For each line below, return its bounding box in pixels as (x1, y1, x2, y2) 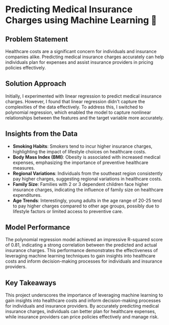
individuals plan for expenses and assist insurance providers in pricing (5, 59, 154, 65)
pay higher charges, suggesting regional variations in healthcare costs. (12, 175, 162, 182)
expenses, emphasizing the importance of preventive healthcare (12, 159, 149, 166)
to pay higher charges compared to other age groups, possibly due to (12, 203, 159, 209)
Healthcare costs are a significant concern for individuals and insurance (5, 49, 157, 54)
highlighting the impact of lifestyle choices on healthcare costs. (12, 148, 147, 154)
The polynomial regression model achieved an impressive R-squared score (5, 237, 163, 243)
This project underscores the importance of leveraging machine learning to (5, 292, 163, 298)
